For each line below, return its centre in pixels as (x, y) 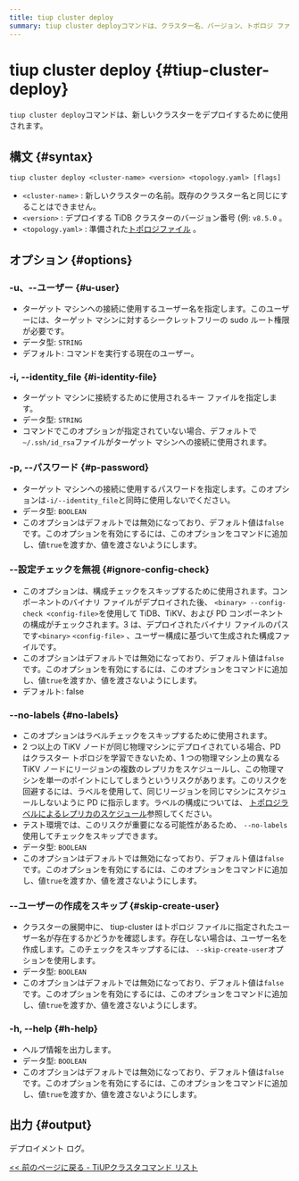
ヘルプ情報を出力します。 (69, 1049)
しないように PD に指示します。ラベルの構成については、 (143, 803)
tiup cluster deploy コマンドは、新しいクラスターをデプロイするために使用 (149, 115)
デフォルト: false (53, 691)
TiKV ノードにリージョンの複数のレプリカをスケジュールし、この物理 (149, 769)
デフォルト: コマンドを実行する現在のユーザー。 (110, 353)
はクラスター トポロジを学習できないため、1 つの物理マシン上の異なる (151, 758)
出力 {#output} (50, 1125)
